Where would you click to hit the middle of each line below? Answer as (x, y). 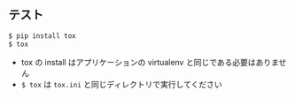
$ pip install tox (42, 36)
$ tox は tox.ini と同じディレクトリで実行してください (121, 84)
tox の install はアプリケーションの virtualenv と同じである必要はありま (150, 62)
